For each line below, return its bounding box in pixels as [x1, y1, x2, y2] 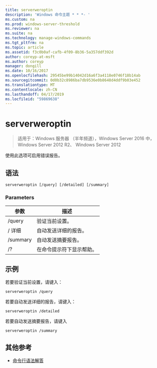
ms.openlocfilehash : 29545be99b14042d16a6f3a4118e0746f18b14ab [5, 73, 141, 78]
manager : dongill [5, 64, 42, 69]
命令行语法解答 [12, 357, 44, 363]
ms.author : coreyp [5, 59, 44, 64]
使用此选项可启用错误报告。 [5, 152, 63, 159]
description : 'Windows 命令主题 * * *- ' [5, 12, 91, 17]
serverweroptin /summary [5, 328, 57, 333]
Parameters [5, 194, 34, 201]
